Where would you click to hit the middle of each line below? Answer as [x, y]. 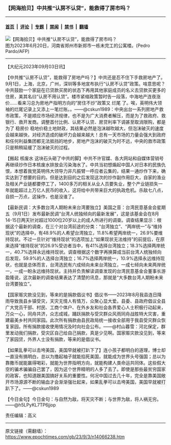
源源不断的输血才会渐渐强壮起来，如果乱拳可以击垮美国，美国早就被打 [92, 382]
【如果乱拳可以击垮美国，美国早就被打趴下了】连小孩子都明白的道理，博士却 [85, 350]
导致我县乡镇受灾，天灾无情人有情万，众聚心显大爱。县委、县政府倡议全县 [88, 301]
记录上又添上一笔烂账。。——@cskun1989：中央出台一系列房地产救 [93, 109]
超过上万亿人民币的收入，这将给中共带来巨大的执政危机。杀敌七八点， [92, 190]
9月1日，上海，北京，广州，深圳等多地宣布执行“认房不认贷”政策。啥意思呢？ [85, 84]
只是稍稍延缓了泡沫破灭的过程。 [39, 147]
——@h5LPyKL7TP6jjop [31, 405]
